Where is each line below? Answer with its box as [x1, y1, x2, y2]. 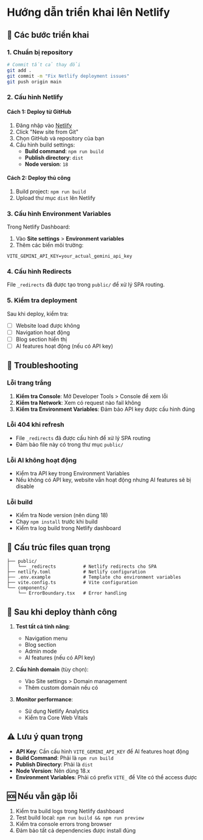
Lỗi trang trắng [7, 379, 52, 387]
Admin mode [24, 647, 57, 655]
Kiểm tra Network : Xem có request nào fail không [15, 399, 142, 406]
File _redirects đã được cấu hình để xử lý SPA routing [15, 434, 151, 441]
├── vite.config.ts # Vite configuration [7, 580, 138, 586]
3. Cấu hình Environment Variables [7, 209, 111, 218]
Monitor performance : [15, 696, 74, 703]
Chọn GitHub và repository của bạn [15, 134, 105, 142]
